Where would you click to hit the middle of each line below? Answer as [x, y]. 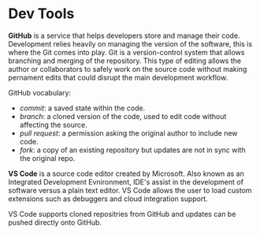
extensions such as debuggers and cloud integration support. [108, 199]
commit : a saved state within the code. [82, 108]
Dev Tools [41, 14]
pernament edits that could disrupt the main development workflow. [118, 77]
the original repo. [47, 158]
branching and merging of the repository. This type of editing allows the [125, 61]
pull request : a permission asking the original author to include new [128, 133]
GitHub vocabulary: [40, 92]
